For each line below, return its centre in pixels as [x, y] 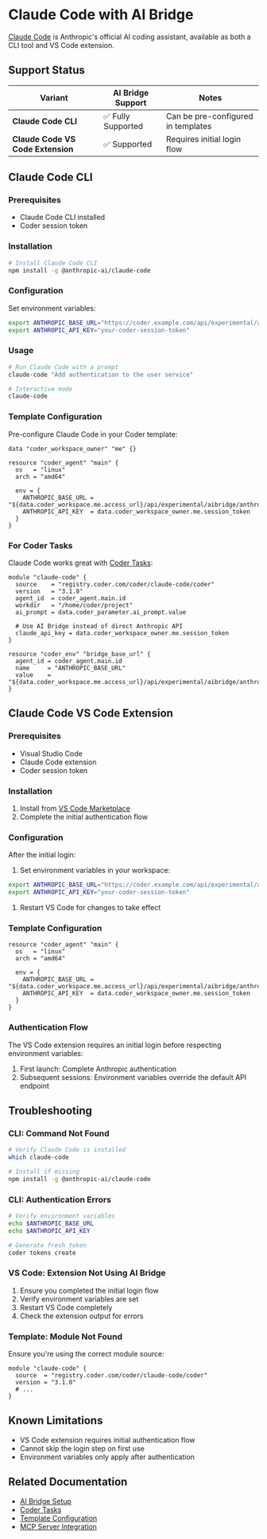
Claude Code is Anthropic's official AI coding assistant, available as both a [130, 37]
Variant [54, 97]
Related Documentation [68, 1482]
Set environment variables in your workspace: [95, 870]
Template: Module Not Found [66, 1337]
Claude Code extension [58, 762]
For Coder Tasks [41, 545]
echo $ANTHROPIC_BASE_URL [51, 1223]
